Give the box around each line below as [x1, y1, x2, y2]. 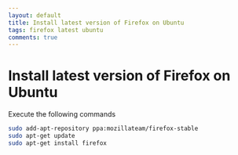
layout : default [8, 11, 61, 20]
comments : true [8, 33, 58, 41]
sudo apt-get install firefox [8, 139, 108, 147]
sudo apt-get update [8, 132, 76, 140]
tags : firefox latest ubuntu [8, 26, 104, 34]
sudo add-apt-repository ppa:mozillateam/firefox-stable [8, 124, 199, 133]
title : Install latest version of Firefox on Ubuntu [8, 19, 185, 27]
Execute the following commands [8, 110, 116, 119]
